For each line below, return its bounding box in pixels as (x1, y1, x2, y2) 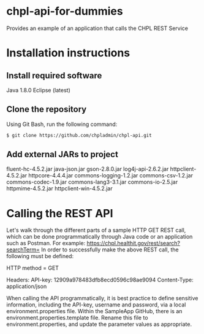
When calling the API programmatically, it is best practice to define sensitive (6, 295, 198, 302)
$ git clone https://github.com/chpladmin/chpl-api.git (6, 132, 152, 138)
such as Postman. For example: (6, 240, 86, 247)
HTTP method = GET (6, 264, 59, 272)
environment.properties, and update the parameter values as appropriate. (6, 321, 192, 328)
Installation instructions (6, 46, 130, 60)
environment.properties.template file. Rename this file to (6, 314, 148, 322)
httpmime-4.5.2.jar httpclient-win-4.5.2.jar (6, 185, 113, 192)
